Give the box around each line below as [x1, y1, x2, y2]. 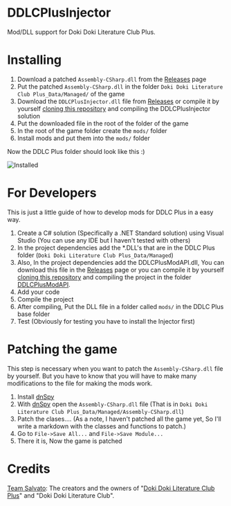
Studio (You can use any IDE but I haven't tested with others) [17, 236, 191, 244]
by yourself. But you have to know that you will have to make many [7, 372, 197, 380]
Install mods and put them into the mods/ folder [17, 134, 150, 142]
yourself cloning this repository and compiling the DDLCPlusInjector [17, 104, 211, 112]
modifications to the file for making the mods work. [7, 379, 153, 387]
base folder [17, 310, 50, 318]
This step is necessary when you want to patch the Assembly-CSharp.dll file [7, 364, 223, 372]
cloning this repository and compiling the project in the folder [17, 272, 192, 281]
